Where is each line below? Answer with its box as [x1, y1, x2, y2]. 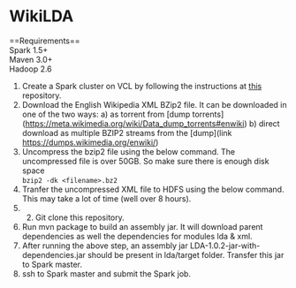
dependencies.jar [21, 249, 87, 260]
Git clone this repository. [34, 212, 125, 223]
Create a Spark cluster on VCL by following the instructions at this [21, 80, 262, 91]
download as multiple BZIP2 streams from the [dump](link [21, 127, 232, 138]
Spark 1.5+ [9, 44, 49, 55]
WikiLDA [9, 6, 74, 27]
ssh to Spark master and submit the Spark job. [21, 268, 192, 279]
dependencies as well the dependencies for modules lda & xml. [21, 231, 254, 241]
